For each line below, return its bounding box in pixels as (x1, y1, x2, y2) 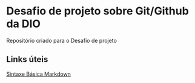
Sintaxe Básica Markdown (6, 70, 71, 78)
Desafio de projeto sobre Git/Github (6, 4, 189, 18)
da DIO (6, 17, 41, 31)
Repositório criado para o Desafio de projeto (6, 37, 117, 44)
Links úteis (6, 54, 48, 64)
